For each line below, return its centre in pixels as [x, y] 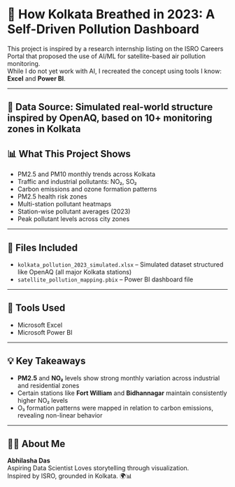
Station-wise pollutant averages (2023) [74, 212]
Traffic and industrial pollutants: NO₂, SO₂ [77, 182]
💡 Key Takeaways [47, 361]
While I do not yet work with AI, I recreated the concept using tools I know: [114, 71]
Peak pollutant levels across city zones [73, 219]
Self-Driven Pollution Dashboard [103, 29]
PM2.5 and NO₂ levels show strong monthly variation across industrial [119, 378]
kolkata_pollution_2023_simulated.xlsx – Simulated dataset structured [120, 264]
